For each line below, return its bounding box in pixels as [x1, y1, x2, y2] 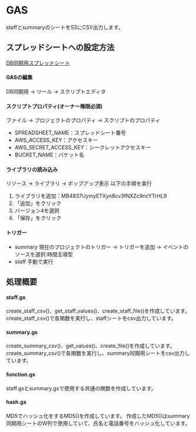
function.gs [6, 371, 35, 378]
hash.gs [6, 398, 26, 406]
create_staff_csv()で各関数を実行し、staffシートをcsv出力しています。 [6, 315, 177, 322]
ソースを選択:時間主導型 [14, 250, 74, 257]
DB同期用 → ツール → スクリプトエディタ [6, 88, 106, 95]
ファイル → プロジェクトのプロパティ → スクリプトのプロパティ [6, 117, 161, 124]
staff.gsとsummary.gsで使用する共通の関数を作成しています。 [6, 384, 157, 391]
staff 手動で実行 [14, 258, 54, 265]
